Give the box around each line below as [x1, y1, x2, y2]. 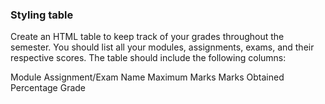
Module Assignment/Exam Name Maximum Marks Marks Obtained [10, 71, 285, 83]
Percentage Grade [10, 82, 87, 94]
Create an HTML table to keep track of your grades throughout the [10, 31, 285, 43]
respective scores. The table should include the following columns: [10, 52, 287, 64]
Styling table [10, 8, 74, 22]
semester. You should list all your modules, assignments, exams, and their [10, 41, 315, 53]
